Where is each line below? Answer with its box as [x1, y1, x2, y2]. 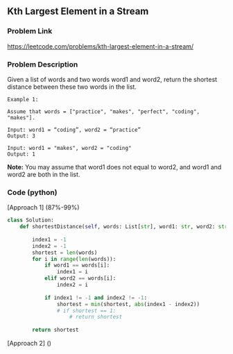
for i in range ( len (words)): [32, 255, 116, 262]
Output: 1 [7, 151, 36, 158]
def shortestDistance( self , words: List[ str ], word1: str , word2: [19, 224, 216, 230]
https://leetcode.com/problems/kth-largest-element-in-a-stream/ [7, 42, 194, 51]
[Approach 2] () [7, 339, 52, 348]
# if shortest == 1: [56, 307, 116, 314]
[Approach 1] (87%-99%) [7, 203, 80, 212]
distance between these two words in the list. [7, 83, 137, 91]
